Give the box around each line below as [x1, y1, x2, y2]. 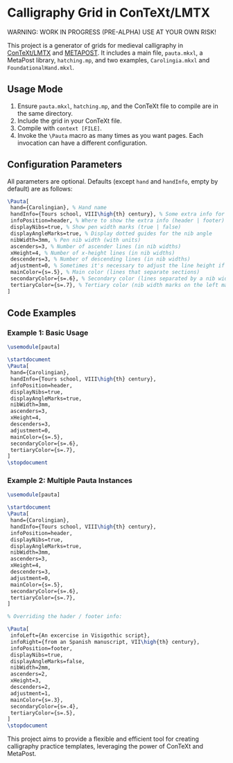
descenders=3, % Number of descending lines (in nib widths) [10, 256, 191, 263]
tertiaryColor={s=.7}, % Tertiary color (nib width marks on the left [10, 281, 218, 288]
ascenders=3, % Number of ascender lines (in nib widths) [10, 243, 182, 250]
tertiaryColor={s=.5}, [10, 709, 76, 717]
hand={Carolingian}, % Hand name [10, 204, 107, 211]
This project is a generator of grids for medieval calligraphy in [7, 41, 184, 49]
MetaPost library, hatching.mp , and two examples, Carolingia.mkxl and [7, 55, 210, 64]
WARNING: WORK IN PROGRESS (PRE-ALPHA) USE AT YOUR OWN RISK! [7, 28, 217, 36]
